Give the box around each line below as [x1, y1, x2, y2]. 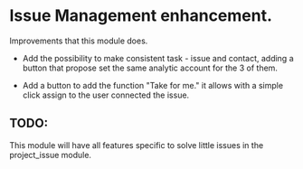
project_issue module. [9, 149, 92, 160]
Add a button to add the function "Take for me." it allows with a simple [22, 80, 283, 90]
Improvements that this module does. [9, 35, 148, 46]
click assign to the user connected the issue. [22, 89, 190, 100]
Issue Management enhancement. [9, 5, 273, 26]
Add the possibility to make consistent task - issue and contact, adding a [22, 52, 294, 63]
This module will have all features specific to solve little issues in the [9, 139, 264, 150]
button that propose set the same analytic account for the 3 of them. [22, 62, 279, 73]
